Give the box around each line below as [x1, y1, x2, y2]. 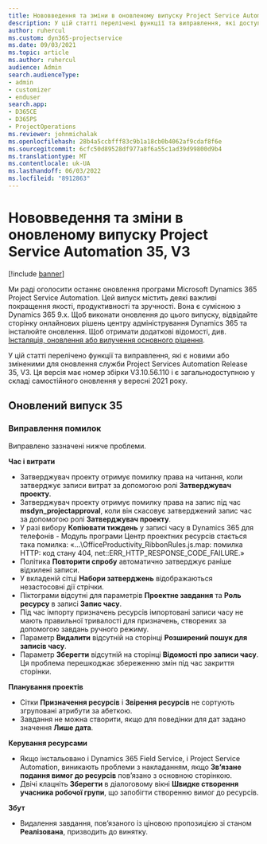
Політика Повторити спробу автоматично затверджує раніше [19, 557, 232, 566]
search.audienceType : [8, 71, 80, 79]
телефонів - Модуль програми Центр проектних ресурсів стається [19, 531, 248, 541]
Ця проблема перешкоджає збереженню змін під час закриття [19, 658, 234, 667]
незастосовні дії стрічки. [19, 582, 105, 592]
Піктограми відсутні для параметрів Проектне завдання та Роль [19, 590, 242, 600]
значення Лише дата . [19, 722, 94, 733]
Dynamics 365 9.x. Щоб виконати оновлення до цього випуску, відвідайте [8, 310, 258, 319]
